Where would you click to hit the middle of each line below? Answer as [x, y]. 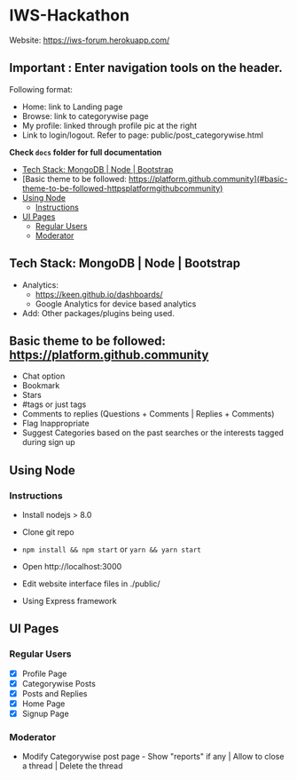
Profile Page [44, 673]
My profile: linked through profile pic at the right [109, 125]
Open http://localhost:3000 [72, 567]
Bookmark [41, 386]
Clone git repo [48, 532]
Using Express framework [69, 601]
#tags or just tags [54, 404]
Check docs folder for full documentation [86, 152]
